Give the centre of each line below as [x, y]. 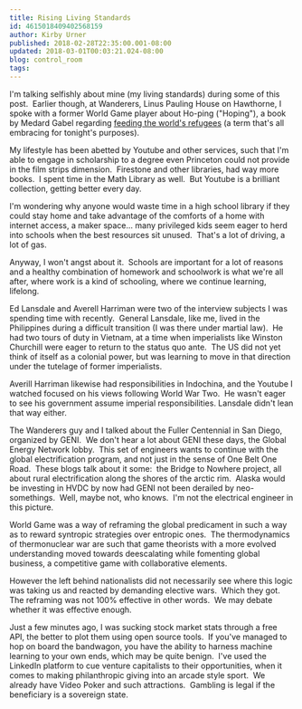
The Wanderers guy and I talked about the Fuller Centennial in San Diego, [146, 430]
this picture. [32, 507]
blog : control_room [46, 60]
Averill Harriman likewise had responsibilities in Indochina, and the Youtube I [151, 383]
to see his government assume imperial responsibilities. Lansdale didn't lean [151, 403]
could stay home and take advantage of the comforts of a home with [137, 216]
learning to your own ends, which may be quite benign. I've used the [138, 656]
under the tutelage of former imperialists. [86, 366]
